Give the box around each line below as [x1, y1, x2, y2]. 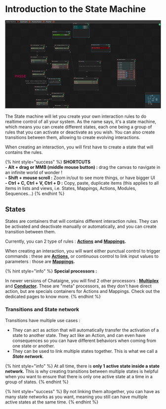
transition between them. [5, 229, 56, 235]
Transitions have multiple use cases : [5, 317, 81, 323]
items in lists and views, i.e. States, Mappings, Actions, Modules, [5, 185, 137, 192]
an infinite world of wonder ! [5, 170, 63, 176]
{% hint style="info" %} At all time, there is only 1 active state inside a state [5, 363, 160, 369]
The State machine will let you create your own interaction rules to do [5, 113, 147, 120]
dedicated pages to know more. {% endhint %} [5, 294, 101, 300]
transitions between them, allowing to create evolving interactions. [5, 135, 141, 140]
